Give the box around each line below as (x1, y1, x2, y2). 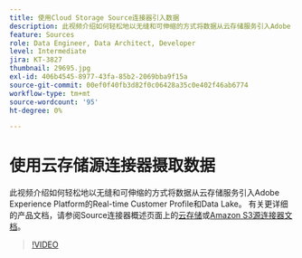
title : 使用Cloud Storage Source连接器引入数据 (9, 13, 180, 23)
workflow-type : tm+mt (9, 89, 91, 98)
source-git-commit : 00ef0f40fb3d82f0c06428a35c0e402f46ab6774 (9, 81, 249, 90)
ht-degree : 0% (9, 106, 63, 115)
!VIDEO (31, 239, 59, 250)
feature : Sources (9, 30, 75, 39)
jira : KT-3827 (9, 55, 63, 64)
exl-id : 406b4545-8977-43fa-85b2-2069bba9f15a (9, 72, 188, 81)
